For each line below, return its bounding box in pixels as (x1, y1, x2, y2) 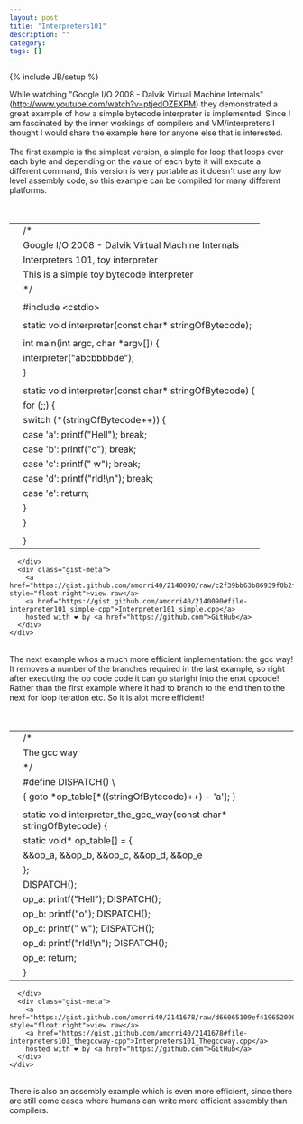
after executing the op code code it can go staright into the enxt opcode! (9, 673, 280, 684)
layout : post (9, 13, 59, 23)
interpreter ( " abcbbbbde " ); (23, 352, 135, 364)
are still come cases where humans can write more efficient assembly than (9, 1095, 288, 1106)
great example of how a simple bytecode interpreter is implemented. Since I (9, 108, 291, 119)
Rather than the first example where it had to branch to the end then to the (9, 683, 286, 694)
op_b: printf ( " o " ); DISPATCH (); (23, 907, 151, 920)
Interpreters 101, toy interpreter (23, 253, 159, 266)
